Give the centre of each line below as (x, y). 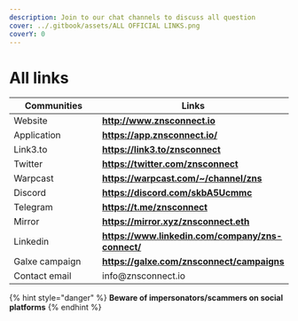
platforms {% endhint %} (55, 308)
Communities (53, 106)
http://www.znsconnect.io (158, 121)
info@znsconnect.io (144, 276)
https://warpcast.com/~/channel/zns (182, 178)
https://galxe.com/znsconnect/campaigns (193, 262)
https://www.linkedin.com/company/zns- (192, 236)
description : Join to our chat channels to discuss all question (132, 17)
